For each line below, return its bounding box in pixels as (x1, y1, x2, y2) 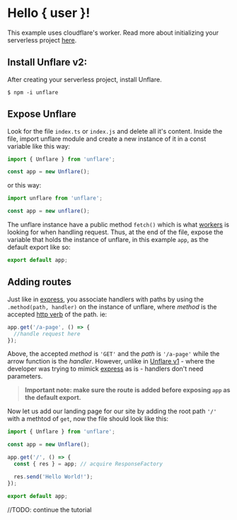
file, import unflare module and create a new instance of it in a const (7, 134, 207, 143)
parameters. (7, 372, 43, 381)
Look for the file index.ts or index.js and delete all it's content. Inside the (7, 127, 223, 135)
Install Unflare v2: (7, 57, 88, 69)
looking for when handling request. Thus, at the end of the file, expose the (7, 228, 224, 236)
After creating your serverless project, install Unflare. (7, 75, 162, 83)
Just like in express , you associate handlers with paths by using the (7, 295, 204, 304)
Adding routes (7, 276, 72, 288)
